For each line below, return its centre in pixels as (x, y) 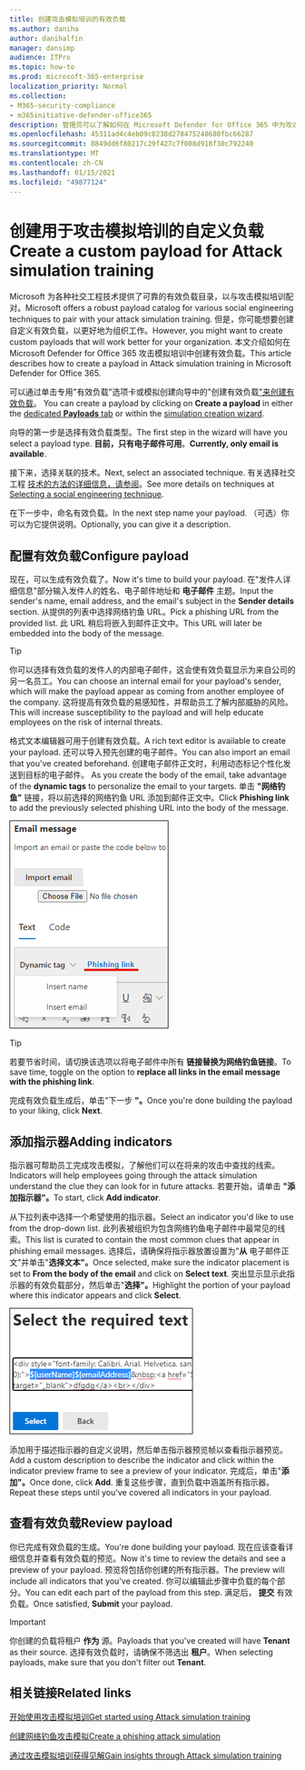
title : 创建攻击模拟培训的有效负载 (68, 19)
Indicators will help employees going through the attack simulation (133, 1175)
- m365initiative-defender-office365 (81, 115)
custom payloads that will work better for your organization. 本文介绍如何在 (150, 342)
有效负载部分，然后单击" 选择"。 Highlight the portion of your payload (162, 1285)
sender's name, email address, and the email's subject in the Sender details (152, 601)
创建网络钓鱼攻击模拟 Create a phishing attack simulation (115, 1735)
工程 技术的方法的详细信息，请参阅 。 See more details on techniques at (142, 484)
